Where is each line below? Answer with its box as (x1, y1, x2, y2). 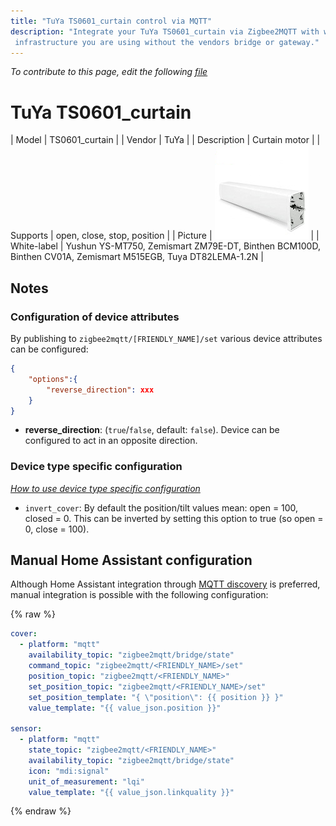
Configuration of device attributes (10, 310, 180, 324)
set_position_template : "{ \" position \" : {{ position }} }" (28, 692, 284, 702)
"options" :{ (28, 374, 78, 384)
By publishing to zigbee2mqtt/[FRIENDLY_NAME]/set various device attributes (10, 333, 323, 344)
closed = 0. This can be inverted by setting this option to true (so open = (24, 512, 324, 524)
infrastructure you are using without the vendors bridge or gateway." (14, 37, 320, 47)
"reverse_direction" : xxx (46, 385, 155, 395)
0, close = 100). (24, 523, 90, 535)
